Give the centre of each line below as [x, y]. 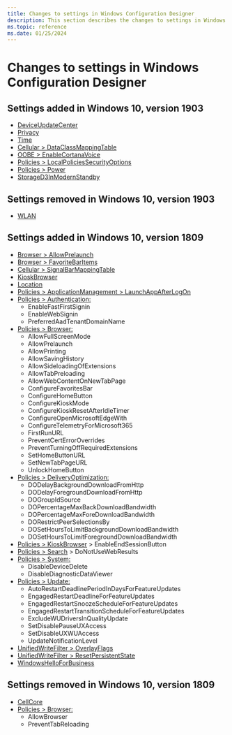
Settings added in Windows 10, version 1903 [106, 108]
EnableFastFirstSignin [59, 306]
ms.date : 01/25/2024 [37, 33]
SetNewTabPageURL [57, 463]
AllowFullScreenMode [59, 336]
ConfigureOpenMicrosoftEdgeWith [77, 418]
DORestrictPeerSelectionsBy [69, 522]
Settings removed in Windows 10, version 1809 [111, 685]
